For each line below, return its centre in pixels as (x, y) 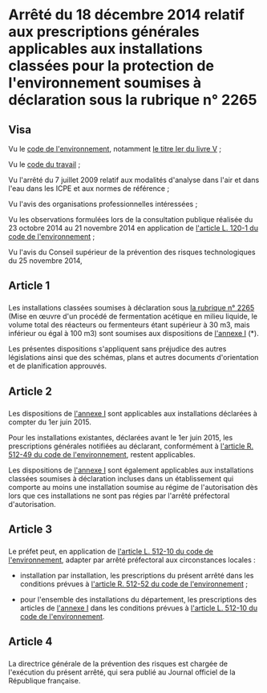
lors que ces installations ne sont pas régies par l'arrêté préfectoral (119, 496)
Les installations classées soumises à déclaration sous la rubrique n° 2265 (131, 308)
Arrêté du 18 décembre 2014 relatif (126, 15)
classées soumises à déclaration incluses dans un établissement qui (121, 478)
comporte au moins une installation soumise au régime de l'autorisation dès (133, 487)
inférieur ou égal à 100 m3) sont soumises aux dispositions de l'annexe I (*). (133, 334)
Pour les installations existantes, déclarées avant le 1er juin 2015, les (121, 437)
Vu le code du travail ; (44, 164)
